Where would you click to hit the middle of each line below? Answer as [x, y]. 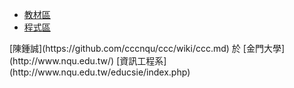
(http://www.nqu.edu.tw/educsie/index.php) [100, 72]
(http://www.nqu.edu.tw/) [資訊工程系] [88, 61]
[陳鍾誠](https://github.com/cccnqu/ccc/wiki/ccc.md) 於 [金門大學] [147, 48]
